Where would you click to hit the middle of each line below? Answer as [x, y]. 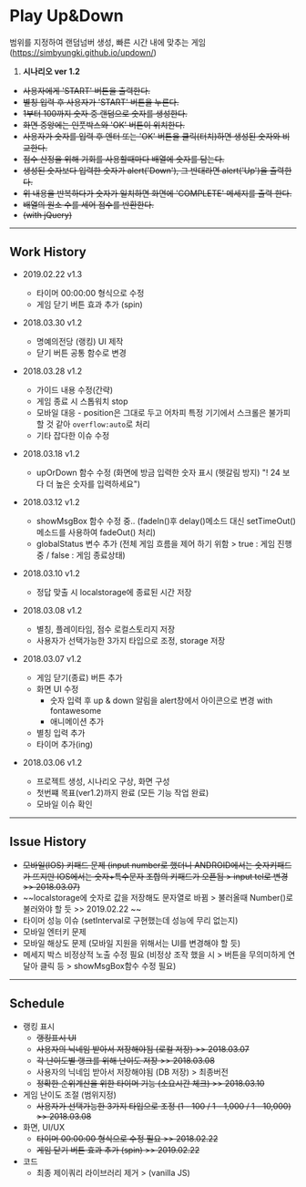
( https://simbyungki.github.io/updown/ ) [83, 52]
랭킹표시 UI [56, 1038]
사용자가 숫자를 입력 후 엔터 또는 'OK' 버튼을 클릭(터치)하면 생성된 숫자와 [151, 136]
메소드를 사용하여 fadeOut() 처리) [96, 532]
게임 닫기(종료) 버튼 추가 [79, 677]
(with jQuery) [47, 214]
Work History [48, 252]
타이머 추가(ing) [65, 744]
